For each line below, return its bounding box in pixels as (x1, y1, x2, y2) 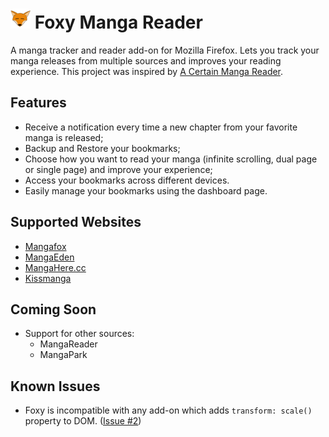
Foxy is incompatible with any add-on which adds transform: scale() (24, 404, 313, 417)
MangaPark (39, 349, 88, 361)
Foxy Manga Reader (34, 11, 203, 34)
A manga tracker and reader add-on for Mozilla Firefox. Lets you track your (10, 44, 320, 56)
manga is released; (24, 131, 104, 143)
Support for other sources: (24, 328, 135, 340)
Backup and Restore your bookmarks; (24, 142, 181, 154)
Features (10, 94, 67, 112)
